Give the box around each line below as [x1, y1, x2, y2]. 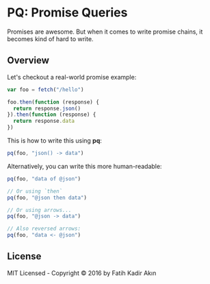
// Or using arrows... [7, 206, 72, 213]
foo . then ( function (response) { [7, 98, 99, 106]
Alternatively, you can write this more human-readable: [7, 162, 162, 170]
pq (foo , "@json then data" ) [7, 194, 88, 201]
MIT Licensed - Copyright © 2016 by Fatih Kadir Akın [7, 269, 157, 277]
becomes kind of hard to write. [7, 34, 94, 43]
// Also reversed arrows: [7, 225, 81, 233]
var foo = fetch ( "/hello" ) [7, 86, 84, 93]
